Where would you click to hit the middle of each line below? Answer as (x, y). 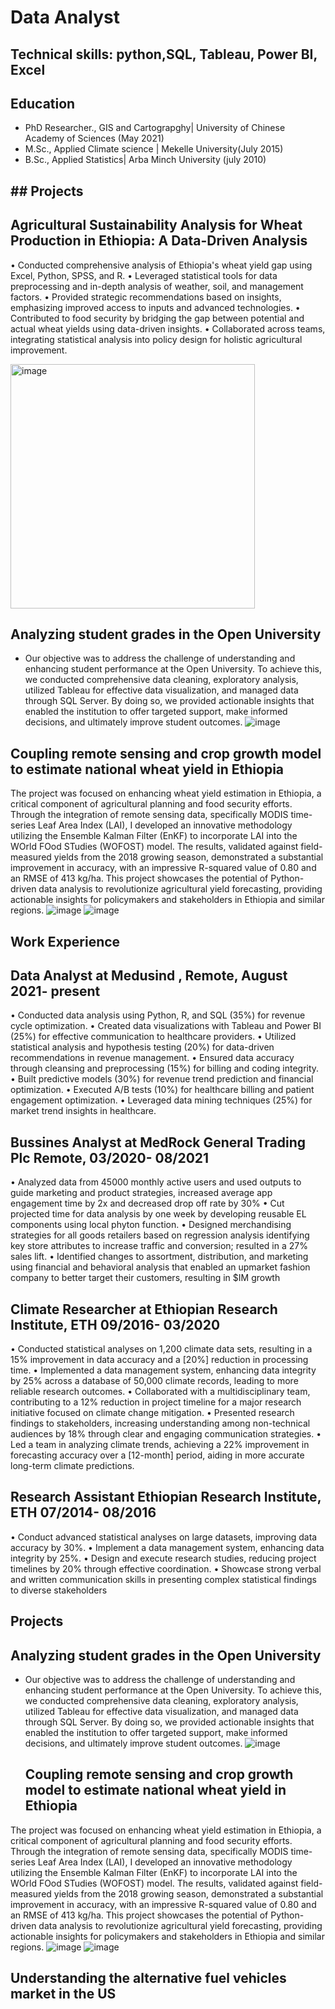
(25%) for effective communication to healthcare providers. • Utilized (153, 1037)
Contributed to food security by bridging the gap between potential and (157, 318)
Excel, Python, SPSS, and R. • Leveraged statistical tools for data (144, 275)
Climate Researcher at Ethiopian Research (144, 1309)
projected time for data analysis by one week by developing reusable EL (158, 1214)
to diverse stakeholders (59, 1590)
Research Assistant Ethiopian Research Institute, (166, 1497)
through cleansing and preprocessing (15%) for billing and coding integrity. (165, 1068)
